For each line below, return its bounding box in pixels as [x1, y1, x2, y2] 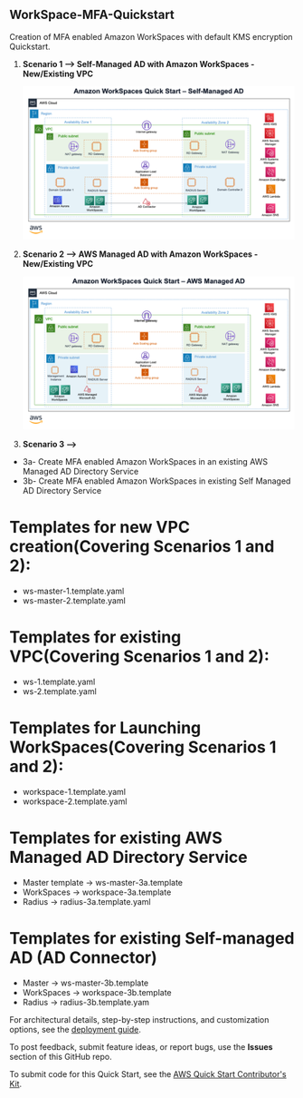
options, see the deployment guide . [9, 1024, 142, 1034]
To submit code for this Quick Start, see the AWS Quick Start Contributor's [9, 1068, 287, 1079]
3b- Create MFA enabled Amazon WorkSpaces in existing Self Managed [22, 475, 291, 486]
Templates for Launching [9, 718, 202, 739]
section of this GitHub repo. [9, 1051, 113, 1062]
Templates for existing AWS [9, 828, 223, 848]
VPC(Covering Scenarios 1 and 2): [9, 646, 270, 667]
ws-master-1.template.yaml [22, 585, 125, 596]
